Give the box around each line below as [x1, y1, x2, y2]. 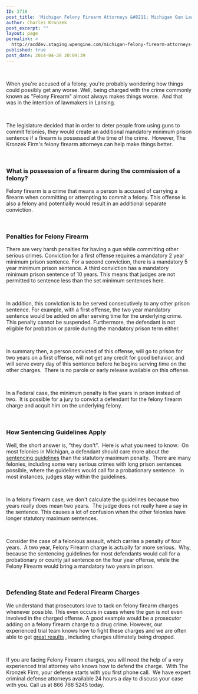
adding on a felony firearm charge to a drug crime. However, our [6, 620, 163, 628]
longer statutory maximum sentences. [6, 514, 98, 522]
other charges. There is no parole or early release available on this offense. [6, 367, 190, 374]
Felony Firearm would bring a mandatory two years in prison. [6, 563, 154, 570]
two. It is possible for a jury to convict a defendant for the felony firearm [6, 396, 183, 403]
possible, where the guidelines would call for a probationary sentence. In [6, 466, 184, 473]
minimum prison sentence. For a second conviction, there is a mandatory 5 [6, 258, 188, 265]
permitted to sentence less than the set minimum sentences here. [6, 277, 166, 284]
